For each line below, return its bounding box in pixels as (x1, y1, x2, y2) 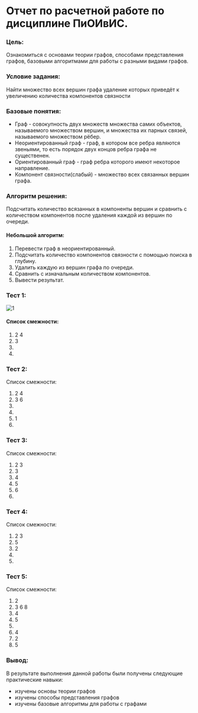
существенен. (14, 152, 50, 159)
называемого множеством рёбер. (14, 133, 102, 140)
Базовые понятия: (6, 107, 61, 115)
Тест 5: (6, 572, 28, 580)
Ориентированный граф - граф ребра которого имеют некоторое (14, 158, 180, 165)
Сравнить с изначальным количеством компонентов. (14, 270, 151, 277)
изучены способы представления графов (14, 693, 119, 701)
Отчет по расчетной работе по (6, 4, 164, 18)
